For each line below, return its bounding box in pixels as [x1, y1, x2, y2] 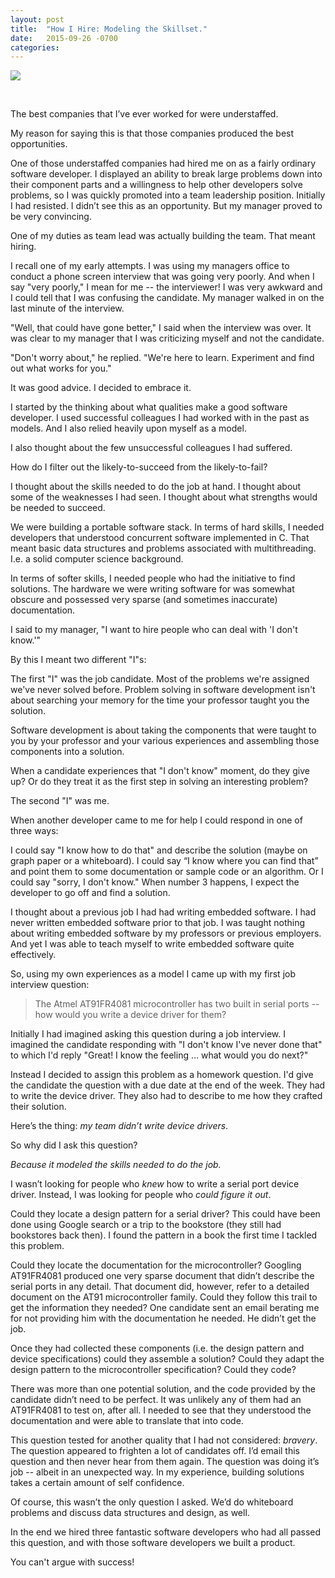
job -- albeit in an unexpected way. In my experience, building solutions [10, 1466, 305, 1478]
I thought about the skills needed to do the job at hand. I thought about [10, 481, 302, 493]
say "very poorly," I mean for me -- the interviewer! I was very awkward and [10, 281, 323, 293]
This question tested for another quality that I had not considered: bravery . [10, 1434, 318, 1446]
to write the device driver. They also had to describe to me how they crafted [10, 1090, 323, 1102]
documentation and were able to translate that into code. [10, 1415, 244, 1427]
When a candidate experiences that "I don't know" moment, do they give [10, 765, 310, 777]
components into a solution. [10, 746, 125, 758]
